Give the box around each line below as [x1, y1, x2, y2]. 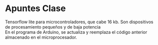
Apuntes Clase [5, 3, 66, 14]
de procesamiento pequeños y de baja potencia [5, 24, 101, 30]
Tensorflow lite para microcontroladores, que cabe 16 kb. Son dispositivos [5, 19, 154, 25]
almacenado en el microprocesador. [5, 34, 77, 40]
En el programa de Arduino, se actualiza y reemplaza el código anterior [5, 29, 147, 35]
